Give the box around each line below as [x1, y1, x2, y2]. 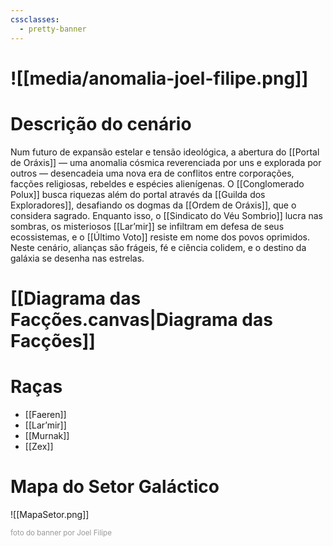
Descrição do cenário [10, 112, 192, 135]
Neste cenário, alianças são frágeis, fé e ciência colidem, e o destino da [10, 241, 307, 253]
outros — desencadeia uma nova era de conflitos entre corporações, [10, 167, 295, 179]
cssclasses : [10, 14, 60, 25]
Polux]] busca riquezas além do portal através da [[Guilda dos [10, 188, 266, 200]
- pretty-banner [19, 24, 87, 34]
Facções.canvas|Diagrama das [10, 308, 273, 331]
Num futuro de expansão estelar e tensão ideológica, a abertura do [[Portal [10, 146, 320, 158]
